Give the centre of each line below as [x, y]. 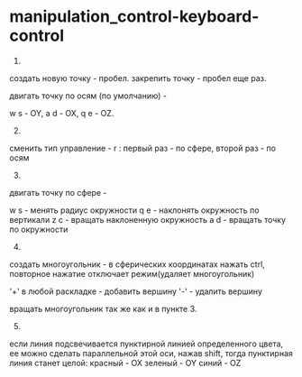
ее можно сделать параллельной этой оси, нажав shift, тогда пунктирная [151, 353]
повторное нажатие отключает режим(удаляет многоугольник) [132, 273]
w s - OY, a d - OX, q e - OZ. [62, 113]
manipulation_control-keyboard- [134, 17]
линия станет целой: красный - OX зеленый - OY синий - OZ [125, 363]
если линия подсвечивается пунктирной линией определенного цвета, [146, 344]
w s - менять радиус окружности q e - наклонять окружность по [134, 210]
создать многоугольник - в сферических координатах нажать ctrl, [137, 264]
